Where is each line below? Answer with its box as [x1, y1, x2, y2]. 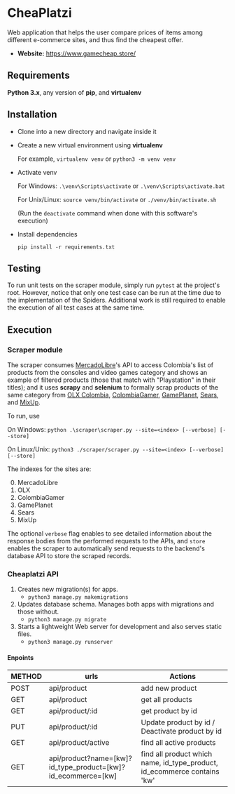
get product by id [141, 706, 198, 715]
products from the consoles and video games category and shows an [7, 369, 208, 377]
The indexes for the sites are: [7, 465, 92, 473]
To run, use [7, 412, 40, 421]
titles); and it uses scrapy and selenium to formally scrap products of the [7, 383, 219, 392]
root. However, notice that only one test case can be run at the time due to [7, 289, 222, 297]
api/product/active [48, 737, 110, 747]
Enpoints [7, 653, 34, 661]
